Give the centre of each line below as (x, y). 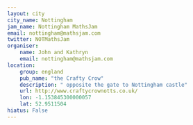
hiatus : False (28, 110)
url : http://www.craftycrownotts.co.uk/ (79, 91)
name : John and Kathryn (54, 53)
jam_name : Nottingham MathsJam (52, 26)
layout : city (26, 14)
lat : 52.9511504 (43, 104)
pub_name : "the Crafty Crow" (62, 78)
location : (22, 65)
